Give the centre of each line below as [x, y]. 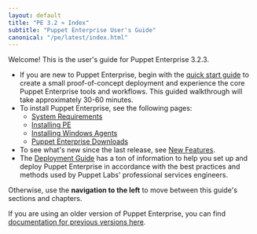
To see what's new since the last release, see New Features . [117, 150]
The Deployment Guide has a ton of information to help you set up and [134, 159]
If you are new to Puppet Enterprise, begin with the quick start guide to [134, 75]
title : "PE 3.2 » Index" [49, 23]
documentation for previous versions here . [77, 222]
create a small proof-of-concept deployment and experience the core [132, 83]
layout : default [35, 15]
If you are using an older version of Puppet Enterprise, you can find [117, 214]
